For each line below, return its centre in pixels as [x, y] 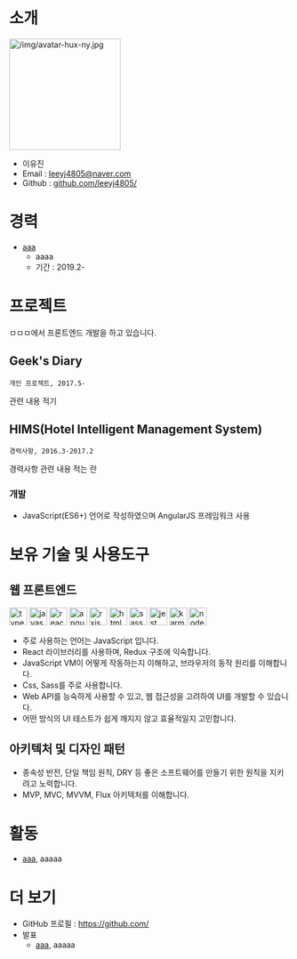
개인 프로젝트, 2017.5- [48, 383]
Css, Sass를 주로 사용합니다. [72, 685]
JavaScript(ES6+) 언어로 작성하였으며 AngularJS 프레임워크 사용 [136, 515]
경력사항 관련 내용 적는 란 [53, 469]
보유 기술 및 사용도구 [79, 555]
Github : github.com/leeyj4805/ [80, 182]
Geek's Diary [46, 361]
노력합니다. [58, 783]
